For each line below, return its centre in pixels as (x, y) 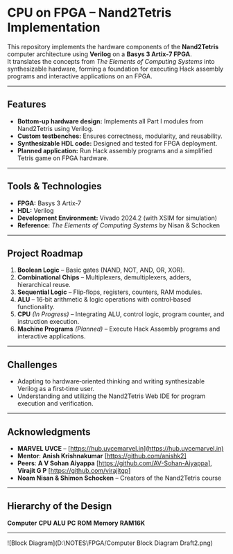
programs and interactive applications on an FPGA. (80, 76)
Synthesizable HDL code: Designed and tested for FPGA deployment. (117, 143)
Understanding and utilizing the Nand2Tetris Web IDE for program (111, 396)
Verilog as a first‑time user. (56, 389)
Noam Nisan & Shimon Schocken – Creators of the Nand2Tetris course (119, 478)
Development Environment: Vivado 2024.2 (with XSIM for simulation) (117, 218)
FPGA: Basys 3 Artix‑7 (49, 203)
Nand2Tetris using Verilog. (55, 128)
